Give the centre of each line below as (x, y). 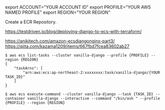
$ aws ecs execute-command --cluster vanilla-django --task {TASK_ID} (79, 94)
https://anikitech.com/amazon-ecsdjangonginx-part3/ (60, 41)
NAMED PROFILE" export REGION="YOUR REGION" (58, 12)
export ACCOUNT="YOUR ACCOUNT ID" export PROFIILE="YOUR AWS (78, 7)
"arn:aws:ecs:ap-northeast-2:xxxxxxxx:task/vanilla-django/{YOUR (92, 73)
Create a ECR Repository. (31, 22)
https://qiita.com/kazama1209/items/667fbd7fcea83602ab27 (67, 46)
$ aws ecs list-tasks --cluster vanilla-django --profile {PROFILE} (77, 55)
